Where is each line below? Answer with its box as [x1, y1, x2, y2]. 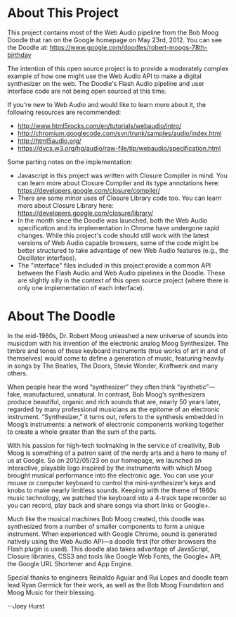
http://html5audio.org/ [17, 136, 82, 145]
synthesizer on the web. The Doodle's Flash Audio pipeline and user [7, 79, 205, 87]
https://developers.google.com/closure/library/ [17, 208, 153, 217]
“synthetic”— [176, 382, 216, 391]
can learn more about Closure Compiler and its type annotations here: [17, 178, 220, 187]
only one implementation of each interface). [17, 283, 145, 292]
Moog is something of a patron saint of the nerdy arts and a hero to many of [7, 449, 227, 457]
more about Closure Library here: [17, 201, 114, 209]
